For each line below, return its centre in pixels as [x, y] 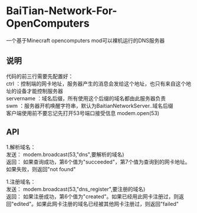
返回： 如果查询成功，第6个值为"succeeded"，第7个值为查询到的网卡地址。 [98, 162]
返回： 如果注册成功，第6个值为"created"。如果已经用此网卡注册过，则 [93, 196]
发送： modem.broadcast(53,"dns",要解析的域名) [65, 154]
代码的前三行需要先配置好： [40, 76]
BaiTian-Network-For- [62, 11]
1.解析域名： [21, 147]
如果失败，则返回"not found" [41, 169]
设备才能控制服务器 [40, 91]
